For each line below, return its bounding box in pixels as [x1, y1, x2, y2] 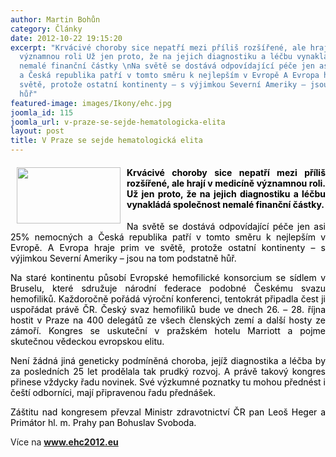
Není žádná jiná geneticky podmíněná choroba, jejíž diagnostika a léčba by [10, 355, 326, 367]
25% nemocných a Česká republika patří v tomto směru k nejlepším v [10, 231, 326, 243]
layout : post [10, 126, 65, 136]
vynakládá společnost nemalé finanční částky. [126, 198, 325, 210]
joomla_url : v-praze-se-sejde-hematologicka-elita [10, 117, 226, 127]
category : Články [10, 24, 83, 34]
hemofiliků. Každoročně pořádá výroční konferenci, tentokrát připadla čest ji [10, 293, 326, 305]
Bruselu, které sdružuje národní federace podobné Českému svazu [10, 282, 326, 295]
